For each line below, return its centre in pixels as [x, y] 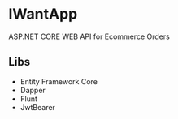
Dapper [33, 90]
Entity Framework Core [59, 81]
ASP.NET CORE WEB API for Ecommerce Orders [89, 36]
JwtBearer [37, 107]
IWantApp [43, 14]
